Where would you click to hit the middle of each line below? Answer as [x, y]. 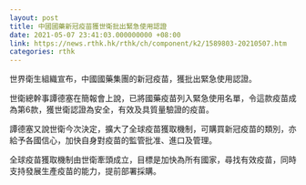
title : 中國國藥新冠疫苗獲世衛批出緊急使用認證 [88, 26]
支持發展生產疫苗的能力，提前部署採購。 [85, 171]
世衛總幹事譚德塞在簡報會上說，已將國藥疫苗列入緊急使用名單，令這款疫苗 [149, 98]
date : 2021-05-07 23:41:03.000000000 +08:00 [95, 35]
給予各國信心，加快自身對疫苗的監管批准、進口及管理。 [113, 140]
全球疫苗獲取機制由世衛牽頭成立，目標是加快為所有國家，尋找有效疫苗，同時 [153, 159]
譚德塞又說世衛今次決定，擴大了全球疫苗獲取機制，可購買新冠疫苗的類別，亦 [153, 129]
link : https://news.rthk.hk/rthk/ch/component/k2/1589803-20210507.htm [148, 43]
